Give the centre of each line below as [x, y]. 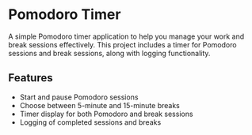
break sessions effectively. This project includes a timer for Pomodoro [122, 44]
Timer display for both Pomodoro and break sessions [106, 114]
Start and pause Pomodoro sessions [79, 97]
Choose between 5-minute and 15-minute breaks [100, 105]
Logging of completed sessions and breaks [90, 122]
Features [31, 78]
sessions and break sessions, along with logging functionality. [109, 53]
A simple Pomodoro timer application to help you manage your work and [126, 36]
